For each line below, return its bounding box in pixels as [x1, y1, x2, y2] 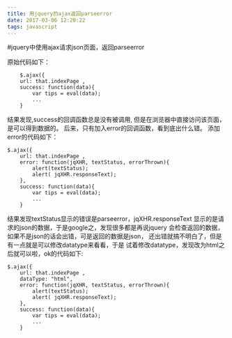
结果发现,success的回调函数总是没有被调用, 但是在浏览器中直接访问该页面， [7, 116, 226, 124]
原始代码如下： [7, 58, 50, 66]
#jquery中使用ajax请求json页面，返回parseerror [7, 43, 145, 52]
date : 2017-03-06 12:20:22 [7, 17, 86, 24]
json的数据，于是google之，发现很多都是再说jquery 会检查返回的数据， [19, 224, 224, 232]
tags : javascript [7, 23, 58, 30]
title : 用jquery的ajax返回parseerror [7, 10, 113, 17]
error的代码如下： [7, 133, 59, 141]
